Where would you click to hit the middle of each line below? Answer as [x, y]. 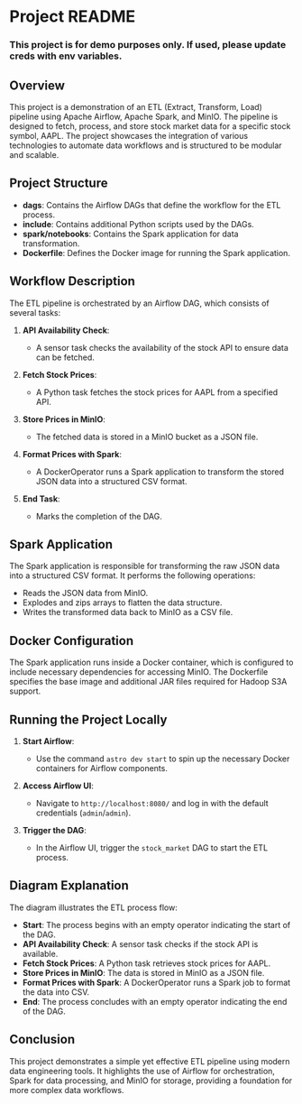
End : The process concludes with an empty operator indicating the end [155, 1001]
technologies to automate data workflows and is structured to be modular [146, 145]
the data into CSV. [56, 992]
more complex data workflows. [67, 1090]
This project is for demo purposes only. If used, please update [148, 45]
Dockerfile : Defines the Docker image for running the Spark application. [156, 253]
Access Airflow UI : [58, 786]
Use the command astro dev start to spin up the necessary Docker [163, 759]
